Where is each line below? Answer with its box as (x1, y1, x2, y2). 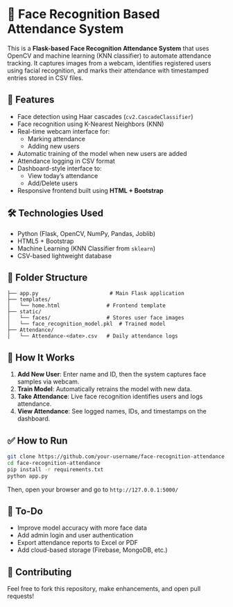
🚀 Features (7, 94, 55, 106)
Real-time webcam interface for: (17, 127, 110, 135)
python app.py (7, 473, 49, 480)
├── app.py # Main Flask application (7, 290, 185, 297)
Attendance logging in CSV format (17, 157, 116, 165)
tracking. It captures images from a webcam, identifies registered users (7, 58, 212, 67)
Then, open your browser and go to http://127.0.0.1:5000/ (7, 485, 179, 494)
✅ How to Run (7, 434, 68, 446)
